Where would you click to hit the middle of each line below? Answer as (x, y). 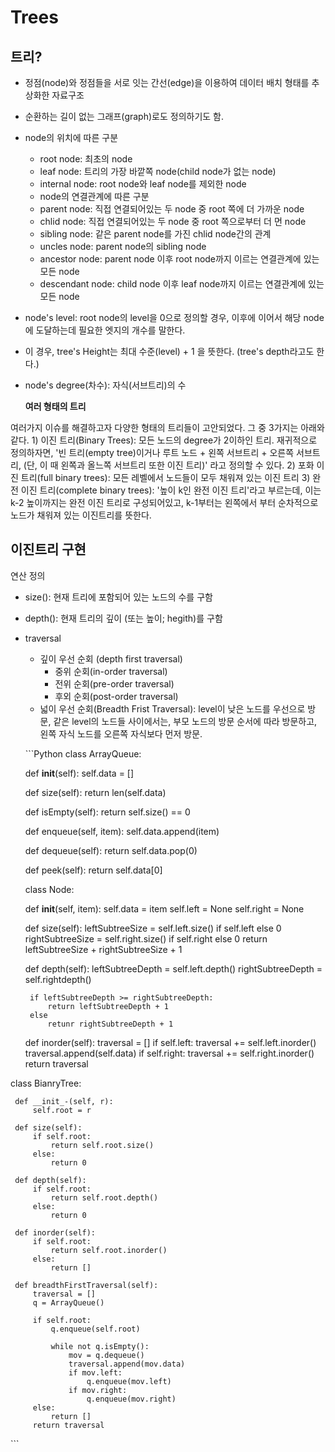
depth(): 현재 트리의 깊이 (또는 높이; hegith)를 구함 (123, 618)
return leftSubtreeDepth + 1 (108, 1006)
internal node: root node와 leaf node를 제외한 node (143, 184)
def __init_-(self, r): (64, 1101)
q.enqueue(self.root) (95, 1329)
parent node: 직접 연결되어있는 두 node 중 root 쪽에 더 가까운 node (172, 209)
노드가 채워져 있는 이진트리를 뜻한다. (81, 515)
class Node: (49, 889)
